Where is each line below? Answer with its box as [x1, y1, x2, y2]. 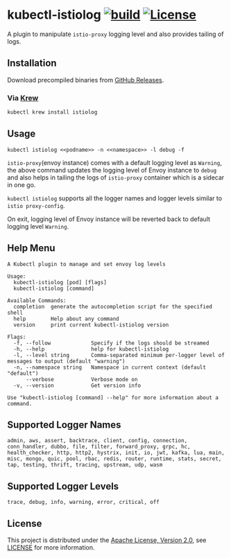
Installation [7, 58, 57, 69]
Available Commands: [7, 297, 67, 304]
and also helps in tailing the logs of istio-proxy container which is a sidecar [7, 173, 225, 182]
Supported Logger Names [7, 419, 121, 430]
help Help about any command [13, 315, 119, 322]
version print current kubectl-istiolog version [13, 321, 169, 329]
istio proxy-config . [7, 201, 65, 209]
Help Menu [7, 243, 55, 254]
